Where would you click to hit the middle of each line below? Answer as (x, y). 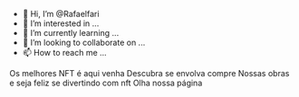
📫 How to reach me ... (64, 53)
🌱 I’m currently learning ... (71, 33)
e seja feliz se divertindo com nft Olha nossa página (106, 83)
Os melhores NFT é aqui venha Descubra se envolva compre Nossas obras (149, 73)
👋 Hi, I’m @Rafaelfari (61, 14)
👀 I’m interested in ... (61, 23)
